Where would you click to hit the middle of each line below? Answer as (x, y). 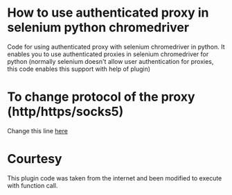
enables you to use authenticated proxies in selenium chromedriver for (108, 54)
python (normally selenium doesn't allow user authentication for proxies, (110, 61)
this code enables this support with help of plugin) (79, 69)
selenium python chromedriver (98, 27)
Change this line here (37, 130)
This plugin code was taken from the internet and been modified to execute (115, 178)
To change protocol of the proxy (101, 97)
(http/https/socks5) (65, 112)
